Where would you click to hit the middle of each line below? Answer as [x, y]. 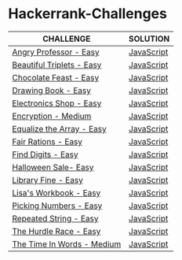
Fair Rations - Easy [47, 141]
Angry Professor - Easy [56, 52]
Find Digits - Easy [45, 154]
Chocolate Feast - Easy [56, 77]
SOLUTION [149, 39]
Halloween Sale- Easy [53, 167]
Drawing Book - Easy [52, 90]
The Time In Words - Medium [67, 243]
